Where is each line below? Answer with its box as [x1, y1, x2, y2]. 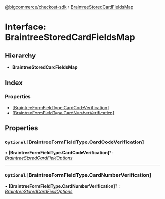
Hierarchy [5, 51, 36, 59]
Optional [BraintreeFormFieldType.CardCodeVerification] [5, 139, 144, 145]
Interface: [5, 22, 47, 32]
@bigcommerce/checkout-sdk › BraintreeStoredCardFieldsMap [5, 4, 134, 10]
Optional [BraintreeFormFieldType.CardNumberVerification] [5, 172, 151, 179]
